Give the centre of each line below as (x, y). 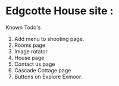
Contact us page (35, 64)
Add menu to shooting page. (49, 39)
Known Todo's (23, 27)
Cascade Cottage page (43, 70)
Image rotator (31, 51)
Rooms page (30, 45)
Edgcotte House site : (59, 11)
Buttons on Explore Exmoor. (48, 77)
